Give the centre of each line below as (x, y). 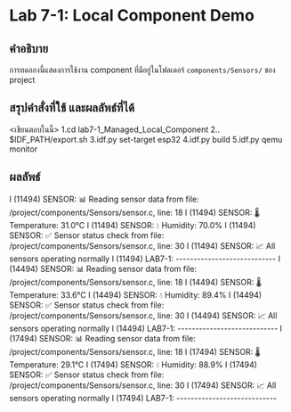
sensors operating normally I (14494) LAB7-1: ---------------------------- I (146, 328)
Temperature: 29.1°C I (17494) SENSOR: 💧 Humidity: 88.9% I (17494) (133, 364)
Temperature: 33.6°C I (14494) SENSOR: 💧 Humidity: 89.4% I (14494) (136, 294)
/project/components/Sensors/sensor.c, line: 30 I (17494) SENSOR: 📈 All (143, 385)
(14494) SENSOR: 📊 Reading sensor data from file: (103, 268)
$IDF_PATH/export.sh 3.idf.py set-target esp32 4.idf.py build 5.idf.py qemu (146, 139)
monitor (24, 149)
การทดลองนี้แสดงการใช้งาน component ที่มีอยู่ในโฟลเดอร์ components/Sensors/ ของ (142, 70)
